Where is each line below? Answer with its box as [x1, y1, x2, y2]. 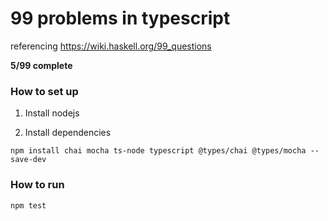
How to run [10, 178, 65, 192]
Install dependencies [24, 127, 112, 139]
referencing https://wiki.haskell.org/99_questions [10, 40, 212, 52]
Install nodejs [24, 107, 80, 119]
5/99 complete [10, 59, 73, 71]
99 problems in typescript [10, 7, 231, 30]
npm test [10, 200, 47, 211]
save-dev [10, 155, 47, 165]
